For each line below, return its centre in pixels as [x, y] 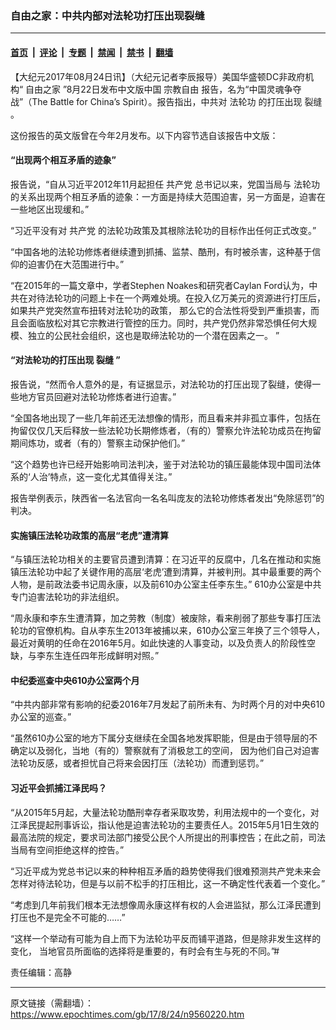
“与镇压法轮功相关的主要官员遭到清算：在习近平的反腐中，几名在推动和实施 [166, 559]
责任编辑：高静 [41, 972]
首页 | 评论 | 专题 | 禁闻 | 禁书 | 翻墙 [92, 52]
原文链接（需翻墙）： [52, 1003]
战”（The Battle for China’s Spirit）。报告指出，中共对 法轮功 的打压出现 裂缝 [166, 101]
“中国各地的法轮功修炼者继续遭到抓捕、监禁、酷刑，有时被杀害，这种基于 [161, 251]
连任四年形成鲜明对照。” [111, 656]
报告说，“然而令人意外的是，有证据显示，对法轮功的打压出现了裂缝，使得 [161, 384]
